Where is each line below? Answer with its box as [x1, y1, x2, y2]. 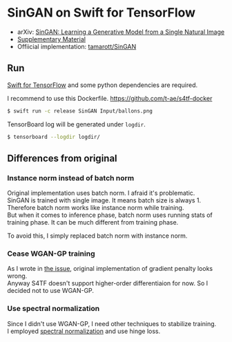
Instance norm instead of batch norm [7, 173, 135, 182]
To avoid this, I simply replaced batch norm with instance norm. [7, 231, 188, 240]
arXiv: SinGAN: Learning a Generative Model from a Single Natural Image [17, 28, 225, 36]
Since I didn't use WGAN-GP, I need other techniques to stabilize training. [7, 319, 217, 327]
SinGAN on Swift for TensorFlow [7, 5, 195, 21]
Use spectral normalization [7, 304, 100, 314]
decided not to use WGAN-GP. [7, 287, 95, 295]
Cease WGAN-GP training [7, 249, 95, 258]
